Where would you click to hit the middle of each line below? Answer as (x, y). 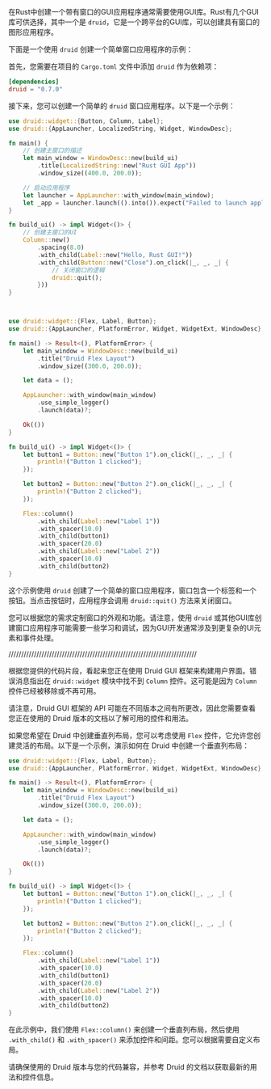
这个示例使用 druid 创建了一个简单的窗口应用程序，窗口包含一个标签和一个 (132, 590)
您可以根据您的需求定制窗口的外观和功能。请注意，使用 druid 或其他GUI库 (132, 618)
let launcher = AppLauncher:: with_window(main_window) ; (119, 195)
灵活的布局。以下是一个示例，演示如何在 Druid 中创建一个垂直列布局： (132, 745)
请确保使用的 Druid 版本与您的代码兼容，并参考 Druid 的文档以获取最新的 (129, 1067)
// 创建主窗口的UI (50, 233)
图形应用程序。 (33, 32)
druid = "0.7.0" (35, 89)
